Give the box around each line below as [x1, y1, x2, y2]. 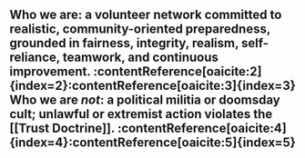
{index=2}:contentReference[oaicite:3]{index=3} [9, 78, 296, 94]
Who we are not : [9, 93, 105, 108]
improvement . [9, 64, 91, 80]
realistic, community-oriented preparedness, [9, 22, 271, 37]
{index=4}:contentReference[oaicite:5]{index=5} [9, 135, 296, 151]
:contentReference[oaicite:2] [93, 64, 262, 80]
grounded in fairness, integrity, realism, [9, 35, 239, 51]
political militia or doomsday [117, 93, 280, 108]
